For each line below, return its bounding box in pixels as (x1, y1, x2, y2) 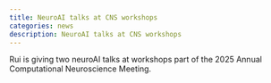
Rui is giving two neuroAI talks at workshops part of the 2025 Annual (9, 54, 262, 65)
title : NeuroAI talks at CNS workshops (9, 12, 158, 22)
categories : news (9, 21, 74, 30)
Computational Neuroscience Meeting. (9, 63, 152, 74)
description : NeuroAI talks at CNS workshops (9, 29, 182, 38)
